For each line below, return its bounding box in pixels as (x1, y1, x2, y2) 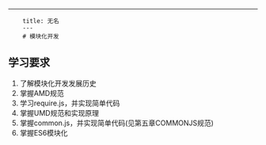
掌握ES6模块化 (19, 128, 68, 137)
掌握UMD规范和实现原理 (19, 108, 99, 117)
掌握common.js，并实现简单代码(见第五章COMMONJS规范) (19, 118, 214, 128)
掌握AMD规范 (19, 88, 65, 97)
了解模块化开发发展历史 (19, 78, 97, 88)
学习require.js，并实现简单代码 (19, 98, 120, 108)
